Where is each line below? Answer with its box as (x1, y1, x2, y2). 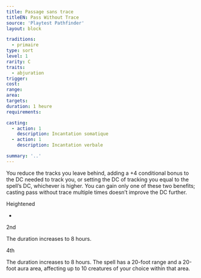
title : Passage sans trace (6, 8, 74, 15)
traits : (6, 64, 26, 70)
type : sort (6, 47, 34, 54)
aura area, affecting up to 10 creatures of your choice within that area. (17, 265, 190, 272)
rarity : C (6, 58, 31, 65)
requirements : (6, 109, 42, 115)
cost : (6, 81, 20, 87)
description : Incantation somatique (17, 131, 109, 137)
